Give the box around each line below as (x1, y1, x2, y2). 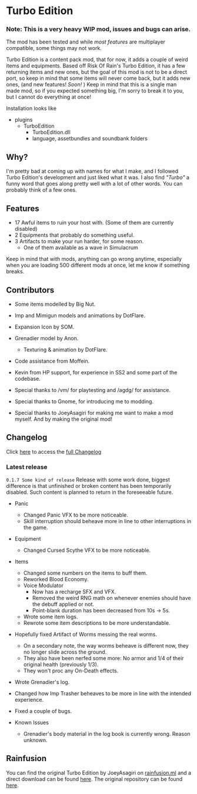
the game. (23, 524, 48, 531)
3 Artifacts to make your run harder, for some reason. (14, 238, 144, 245)
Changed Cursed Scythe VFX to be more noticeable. (23, 547, 151, 554)
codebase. (14, 375, 41, 382)
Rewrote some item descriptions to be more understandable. (23, 619, 171, 627)
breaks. (6, 268, 25, 275)
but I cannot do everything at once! (6, 93, 91, 100)
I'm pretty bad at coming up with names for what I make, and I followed (6, 167, 178, 175)
